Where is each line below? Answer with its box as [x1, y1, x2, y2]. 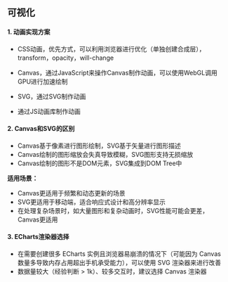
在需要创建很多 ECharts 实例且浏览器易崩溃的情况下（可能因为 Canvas [17, 250, 221, 258]
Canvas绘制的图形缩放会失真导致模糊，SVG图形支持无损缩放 [17, 150, 194, 158]
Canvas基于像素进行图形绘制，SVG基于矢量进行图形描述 [17, 141, 181, 150]
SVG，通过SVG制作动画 [17, 92, 86, 101]
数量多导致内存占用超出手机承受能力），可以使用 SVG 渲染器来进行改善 [17, 259, 222, 267]
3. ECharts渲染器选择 [7, 233, 69, 241]
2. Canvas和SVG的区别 [7, 124, 75, 133]
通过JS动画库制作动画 [17, 107, 81, 115]
